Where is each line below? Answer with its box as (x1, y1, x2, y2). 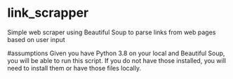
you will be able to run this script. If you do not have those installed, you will (7, 56, 227, 64)
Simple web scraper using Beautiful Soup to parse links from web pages (7, 28, 216, 36)
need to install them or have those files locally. (7, 64, 142, 72)
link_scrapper (7, 5, 89, 21)
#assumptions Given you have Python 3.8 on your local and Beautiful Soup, (7, 49, 225, 57)
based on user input (7, 35, 65, 43)
